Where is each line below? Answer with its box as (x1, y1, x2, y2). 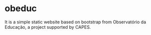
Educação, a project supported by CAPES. (4, 24, 91, 30)
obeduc (4, 3, 37, 14)
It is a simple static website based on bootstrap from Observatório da (4, 19, 147, 25)
